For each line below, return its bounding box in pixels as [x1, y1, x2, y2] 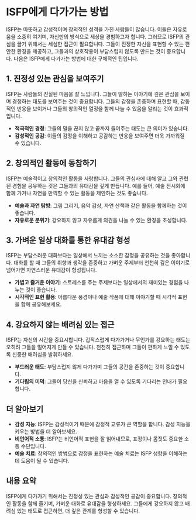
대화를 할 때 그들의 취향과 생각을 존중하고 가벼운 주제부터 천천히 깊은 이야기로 [13, 259, 190, 266]
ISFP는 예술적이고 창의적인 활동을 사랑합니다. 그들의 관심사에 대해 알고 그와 [6, 175, 178, 182]
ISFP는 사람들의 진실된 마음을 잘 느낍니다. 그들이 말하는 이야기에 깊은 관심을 [6, 90, 180, 97]
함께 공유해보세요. [20, 301, 62, 308]
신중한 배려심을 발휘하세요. [12, 351, 74, 358]
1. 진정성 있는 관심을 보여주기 [6, 74, 104, 84]
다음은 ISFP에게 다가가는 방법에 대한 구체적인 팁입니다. [13, 55, 139, 62]
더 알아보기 [6, 404, 44, 414]
